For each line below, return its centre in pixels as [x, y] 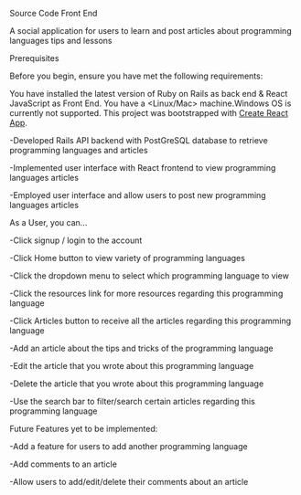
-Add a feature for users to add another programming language [129, 446]
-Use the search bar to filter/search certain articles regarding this [133, 401]
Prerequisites [34, 58]
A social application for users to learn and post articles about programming [150, 31]
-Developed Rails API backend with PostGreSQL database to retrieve [139, 140]
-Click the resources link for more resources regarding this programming [146, 293]
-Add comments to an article [63, 464]
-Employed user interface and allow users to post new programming [138, 195]
